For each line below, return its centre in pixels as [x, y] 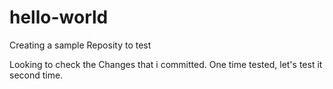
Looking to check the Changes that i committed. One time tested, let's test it [166, 64]
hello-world [59, 17]
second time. [36, 75]
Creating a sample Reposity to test [80, 45]
